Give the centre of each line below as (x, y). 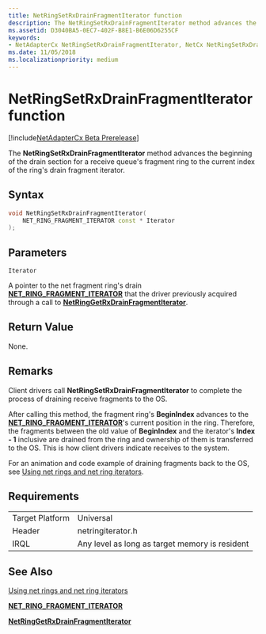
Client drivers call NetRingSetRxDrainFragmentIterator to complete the (125, 390)
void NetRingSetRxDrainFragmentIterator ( (78, 213)
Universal (95, 518)
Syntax (26, 195)
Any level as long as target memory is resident (163, 544)
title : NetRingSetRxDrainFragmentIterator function (95, 15)
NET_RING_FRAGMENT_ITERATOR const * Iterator (99, 220)
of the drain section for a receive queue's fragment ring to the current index (132, 161)
